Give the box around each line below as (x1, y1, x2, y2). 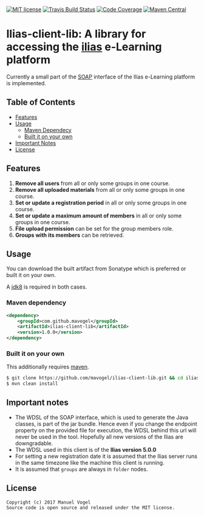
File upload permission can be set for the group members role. (15, 225, 174, 232)
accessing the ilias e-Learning (6, 40, 162, 54)
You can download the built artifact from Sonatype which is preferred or (6, 265, 186, 272)
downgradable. (15, 439, 53, 447)
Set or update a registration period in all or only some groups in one (15, 199, 187, 206)
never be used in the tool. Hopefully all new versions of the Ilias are (15, 433, 183, 440)
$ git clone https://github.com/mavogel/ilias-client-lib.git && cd (6, 375, 183, 381)
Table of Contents (6, 97, 76, 108)
